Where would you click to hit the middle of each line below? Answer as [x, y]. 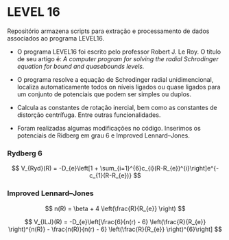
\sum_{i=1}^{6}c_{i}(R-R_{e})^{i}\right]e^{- [159, 168]
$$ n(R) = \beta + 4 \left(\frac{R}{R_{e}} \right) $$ [115, 208]
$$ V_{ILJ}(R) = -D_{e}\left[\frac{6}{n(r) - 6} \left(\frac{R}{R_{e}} [115, 221]
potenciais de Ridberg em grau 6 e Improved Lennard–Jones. [103, 135]
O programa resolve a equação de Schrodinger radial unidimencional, [115, 79]
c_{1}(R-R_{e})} [110, 175]
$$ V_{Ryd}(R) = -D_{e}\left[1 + [55, 168]
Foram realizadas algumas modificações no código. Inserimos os [109, 128]
